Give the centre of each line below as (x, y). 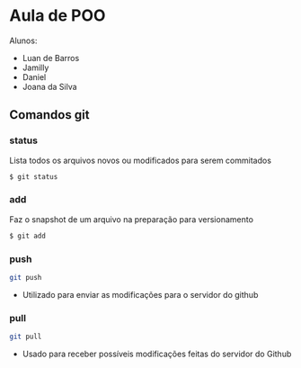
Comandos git (49, 115)
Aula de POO (58, 16)
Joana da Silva (50, 86)
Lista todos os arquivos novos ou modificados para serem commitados (141, 160)
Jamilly (35, 67)
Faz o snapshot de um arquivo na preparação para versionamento (132, 219)
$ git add (28, 236)
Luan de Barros (51, 58)
